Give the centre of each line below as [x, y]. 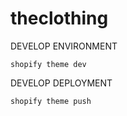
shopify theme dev [48, 64]
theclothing [59, 18]
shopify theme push [51, 101]
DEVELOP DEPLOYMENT [61, 83]
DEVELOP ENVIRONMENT [64, 46]
